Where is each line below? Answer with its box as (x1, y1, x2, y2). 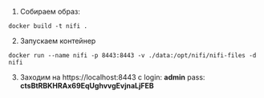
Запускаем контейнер (19, 36, 96, 45)
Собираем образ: (19, 7, 80, 16)
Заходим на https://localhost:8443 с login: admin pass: (19, 73, 205, 82)
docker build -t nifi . (8, 22, 88, 30)
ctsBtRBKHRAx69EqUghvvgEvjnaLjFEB (19, 81, 154, 90)
